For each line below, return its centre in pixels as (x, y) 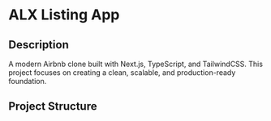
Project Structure (53, 106)
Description (39, 45)
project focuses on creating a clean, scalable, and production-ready (122, 73)
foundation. (28, 81)
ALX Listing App (64, 15)
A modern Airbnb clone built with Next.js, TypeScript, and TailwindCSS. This (136, 64)
